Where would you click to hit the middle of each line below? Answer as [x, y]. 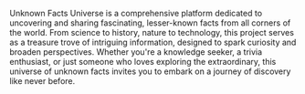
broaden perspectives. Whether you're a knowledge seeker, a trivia [136, 52]
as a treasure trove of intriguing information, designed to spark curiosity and [153, 42]
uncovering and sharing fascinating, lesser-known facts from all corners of [150, 23]
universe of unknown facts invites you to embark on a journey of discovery [150, 71]
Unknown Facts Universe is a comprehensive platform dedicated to [136, 13]
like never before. [42, 81]
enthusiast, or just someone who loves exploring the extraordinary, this [143, 62]
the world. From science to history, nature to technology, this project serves [152, 32]
